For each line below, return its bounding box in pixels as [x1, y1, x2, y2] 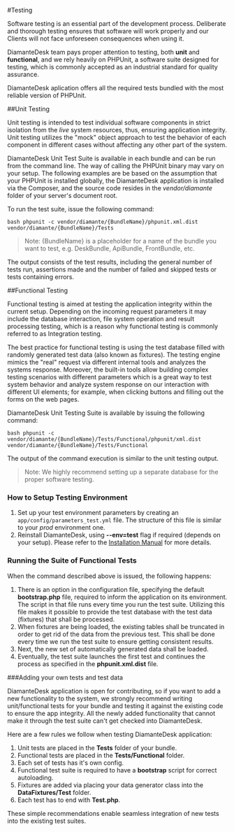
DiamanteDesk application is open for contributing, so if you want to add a [7, 686, 221, 695]
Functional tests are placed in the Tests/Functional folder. [17, 751, 185, 759]
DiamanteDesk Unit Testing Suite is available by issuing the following [7, 409, 205, 417]
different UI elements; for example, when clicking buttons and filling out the [7, 388, 224, 396]
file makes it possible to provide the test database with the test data [17, 607, 212, 616]
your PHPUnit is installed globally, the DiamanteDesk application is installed [7, 176, 224, 185]
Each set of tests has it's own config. [17, 759, 124, 767]
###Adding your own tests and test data [7, 673, 124, 682]
